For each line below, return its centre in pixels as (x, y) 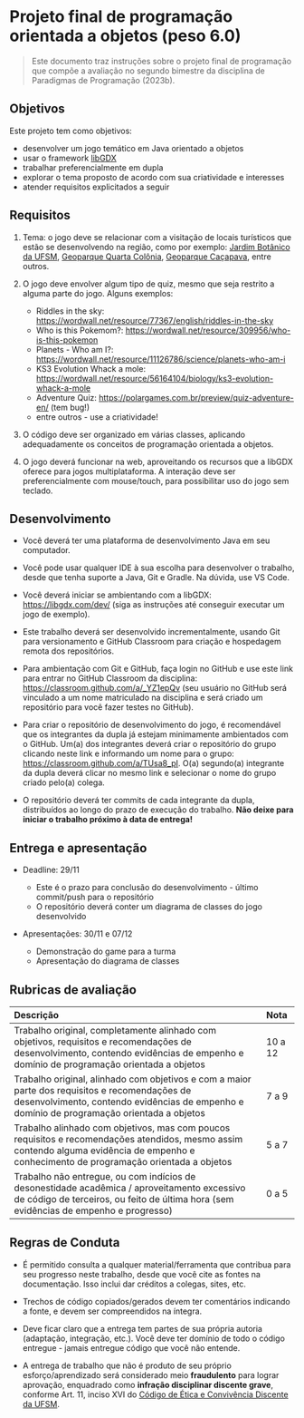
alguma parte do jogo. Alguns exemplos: (98, 293)
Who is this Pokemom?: (80, 330)
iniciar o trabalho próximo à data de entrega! (107, 820)
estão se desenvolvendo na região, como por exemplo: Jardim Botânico (157, 247)
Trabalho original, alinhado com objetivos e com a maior (133, 1079)
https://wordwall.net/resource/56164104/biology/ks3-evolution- (155, 378)
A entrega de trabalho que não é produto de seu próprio (127, 1365)
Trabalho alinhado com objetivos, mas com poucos (122, 1128)
